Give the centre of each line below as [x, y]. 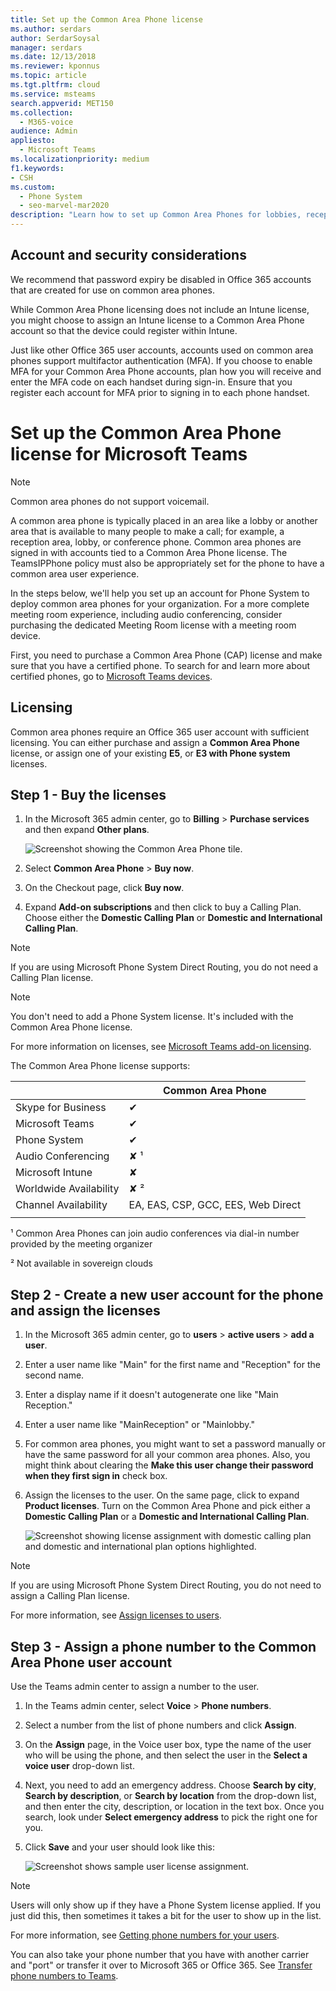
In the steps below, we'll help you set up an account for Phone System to [160, 593]
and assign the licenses [85, 1310]
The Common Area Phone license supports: [100, 1066]
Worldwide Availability [67, 1189]
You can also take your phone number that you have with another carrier [160, 1954]
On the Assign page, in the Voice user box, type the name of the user [168, 1744]
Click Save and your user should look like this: [120, 1847]
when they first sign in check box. [96, 1476]
